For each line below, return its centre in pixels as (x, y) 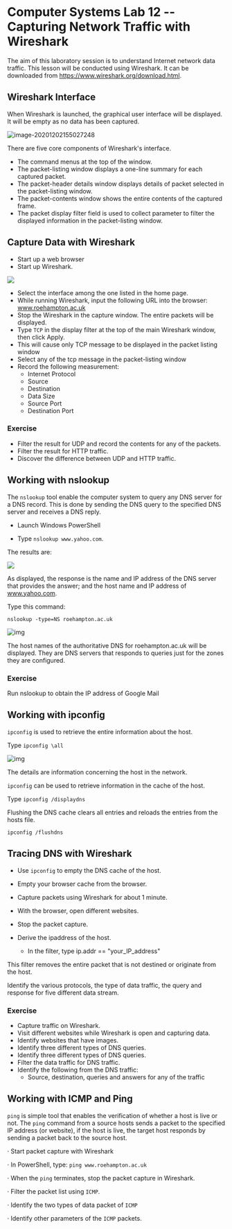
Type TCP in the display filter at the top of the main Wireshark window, (116, 329)
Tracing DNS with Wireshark (70, 854)
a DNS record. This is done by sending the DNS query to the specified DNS (114, 504)
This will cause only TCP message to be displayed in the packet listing (117, 345)
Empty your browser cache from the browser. (82, 884)
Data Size (41, 396)
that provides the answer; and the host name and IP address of (97, 586)
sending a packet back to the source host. (67, 1138)
